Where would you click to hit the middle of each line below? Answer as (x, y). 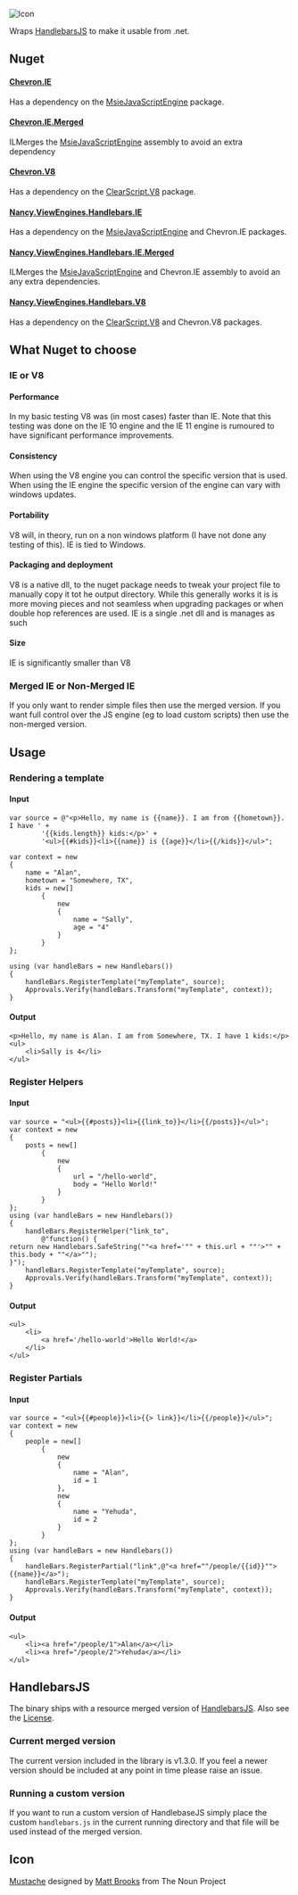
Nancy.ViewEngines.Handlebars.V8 (78, 302)
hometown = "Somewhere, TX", (79, 880)
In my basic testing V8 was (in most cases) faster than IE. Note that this (141, 417)
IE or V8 (27, 375)
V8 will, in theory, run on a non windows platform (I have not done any (138, 534)
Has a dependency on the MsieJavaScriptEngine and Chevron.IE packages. (148, 232)
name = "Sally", (103, 919)
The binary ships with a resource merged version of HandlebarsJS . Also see (149, 1709)
